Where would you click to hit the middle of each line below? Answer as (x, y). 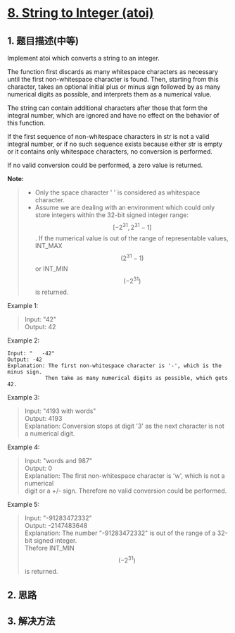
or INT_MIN (51, 269)
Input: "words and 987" (58, 460)
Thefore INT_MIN (49, 548)
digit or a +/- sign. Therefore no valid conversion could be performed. (126, 491)
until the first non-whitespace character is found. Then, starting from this (113, 79)
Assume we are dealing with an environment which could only (125, 207)
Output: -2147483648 (56, 525)
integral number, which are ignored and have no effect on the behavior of (113, 115)
